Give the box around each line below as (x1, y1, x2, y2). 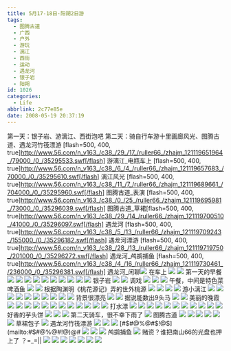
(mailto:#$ (7, 328, 36, 336)
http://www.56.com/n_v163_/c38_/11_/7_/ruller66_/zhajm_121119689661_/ (20, 180, 223, 188)
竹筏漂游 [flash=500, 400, (36, 140, 111, 148)
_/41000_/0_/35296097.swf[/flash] (7, 220, 104, 228)
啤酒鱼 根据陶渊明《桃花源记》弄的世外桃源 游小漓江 (7, 284, 207, 293)
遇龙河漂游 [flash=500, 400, (108, 236, 188, 244)
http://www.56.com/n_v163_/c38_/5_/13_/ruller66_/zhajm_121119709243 (20, 227, 222, 236)
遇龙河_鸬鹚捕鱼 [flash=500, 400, (109, 251, 204, 260)
